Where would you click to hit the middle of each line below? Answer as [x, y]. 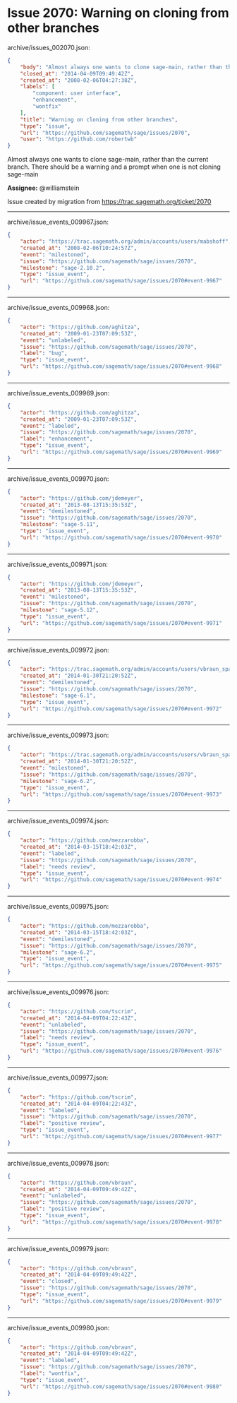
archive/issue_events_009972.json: [58, 650]
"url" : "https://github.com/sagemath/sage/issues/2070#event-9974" [121, 880]
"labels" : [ [37, 87]
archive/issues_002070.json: [49, 47]
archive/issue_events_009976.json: [58, 992]
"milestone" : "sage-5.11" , [60, 525]
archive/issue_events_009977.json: [58, 1077]
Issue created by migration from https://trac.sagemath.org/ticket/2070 [109, 202]
